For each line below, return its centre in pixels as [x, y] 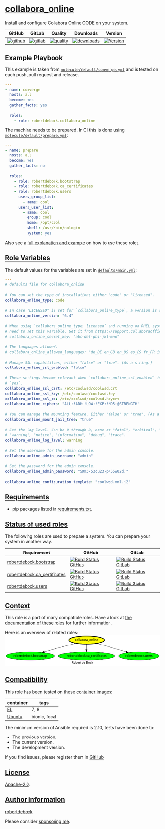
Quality [59, 33]
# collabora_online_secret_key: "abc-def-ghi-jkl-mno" [62, 337]
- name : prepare [22, 150]
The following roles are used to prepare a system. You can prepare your [78, 536]
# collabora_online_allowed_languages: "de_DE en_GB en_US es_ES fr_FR [80, 352]
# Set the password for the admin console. [50, 466]
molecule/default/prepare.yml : [37, 135]
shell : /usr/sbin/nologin [53, 228]
